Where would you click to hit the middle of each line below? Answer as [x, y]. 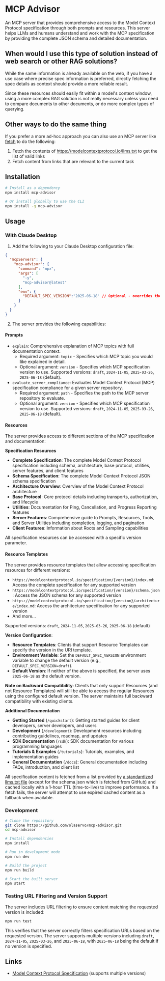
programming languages [37, 746]
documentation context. [36, 351]
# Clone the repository [29, 821]
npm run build [20, 870]
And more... [24, 616]
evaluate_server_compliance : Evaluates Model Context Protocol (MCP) [83, 383]
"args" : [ [28, 274]
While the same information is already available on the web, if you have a [79, 73]
